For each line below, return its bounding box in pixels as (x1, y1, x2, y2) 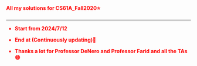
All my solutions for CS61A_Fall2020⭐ (6, 4, 101, 11)
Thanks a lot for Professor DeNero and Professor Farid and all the (14, 48, 177, 55)
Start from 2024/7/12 (14, 25, 67, 32)
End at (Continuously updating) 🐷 (14, 36, 97, 43)
